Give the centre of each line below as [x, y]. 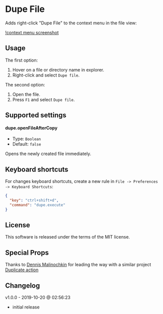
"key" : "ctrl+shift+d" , [34, 200]
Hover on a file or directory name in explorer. [58, 70]
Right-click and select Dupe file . [46, 75]
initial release [26, 307]
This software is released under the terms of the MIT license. [68, 237]
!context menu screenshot [32, 32]
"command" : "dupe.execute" [38, 205]
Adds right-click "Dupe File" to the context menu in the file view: [71, 23]
